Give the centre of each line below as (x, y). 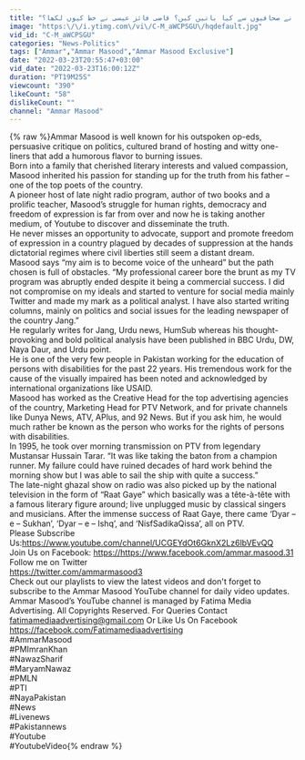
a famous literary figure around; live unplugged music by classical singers (148, 504)
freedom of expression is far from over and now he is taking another (137, 214)
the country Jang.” (44, 320)
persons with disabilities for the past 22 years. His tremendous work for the (151, 369)
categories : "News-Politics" (65, 43)
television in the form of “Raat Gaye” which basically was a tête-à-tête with (150, 495)
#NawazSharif (36, 659)
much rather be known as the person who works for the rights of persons (147, 427)
